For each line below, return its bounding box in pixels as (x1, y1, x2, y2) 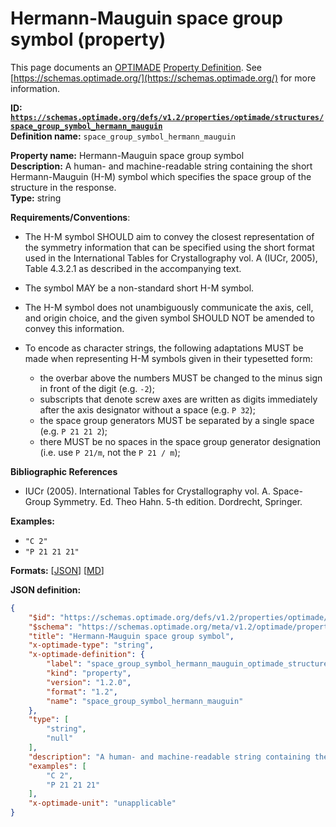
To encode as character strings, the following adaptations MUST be (24, 342, 304, 354)
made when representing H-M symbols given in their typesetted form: (24, 352, 313, 364)
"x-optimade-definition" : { (28, 650, 145, 660)
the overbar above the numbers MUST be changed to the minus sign (39, 372, 323, 384)
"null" (46, 733, 74, 744)
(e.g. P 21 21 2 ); (39, 425, 108, 437)
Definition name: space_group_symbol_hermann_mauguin (10, 130, 236, 142)
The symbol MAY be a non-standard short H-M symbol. (24, 282, 255, 294)
